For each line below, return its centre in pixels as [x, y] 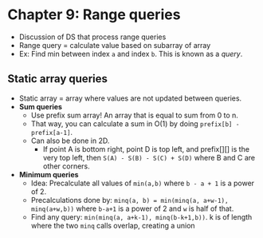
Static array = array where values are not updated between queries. [130, 98]
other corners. [67, 166]
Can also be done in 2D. [70, 141]
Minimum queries [49, 174]
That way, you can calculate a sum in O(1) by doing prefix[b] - [135, 123]
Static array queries [58, 79]
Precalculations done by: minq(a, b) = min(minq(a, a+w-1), [130, 200]
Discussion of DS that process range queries [92, 37]
